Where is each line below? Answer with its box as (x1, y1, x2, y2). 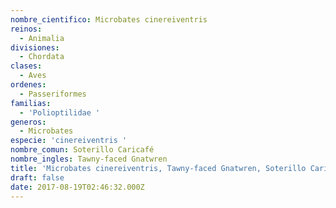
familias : (10, 98, 52, 108)
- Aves (19, 71, 47, 81)
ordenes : (10, 80, 47, 90)
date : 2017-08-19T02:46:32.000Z (10, 182, 145, 192)
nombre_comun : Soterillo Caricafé (10, 145, 155, 155)
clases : (10, 61, 43, 71)
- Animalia (19, 33, 65, 43)
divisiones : (10, 42, 60, 53)
